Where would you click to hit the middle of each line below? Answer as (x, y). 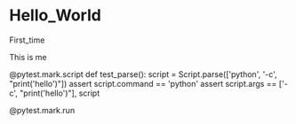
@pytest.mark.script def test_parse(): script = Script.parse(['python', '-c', (143, 74)
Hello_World (56, 15)
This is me (28, 57)
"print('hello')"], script (60, 93)
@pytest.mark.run (42, 110)
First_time (27, 40)
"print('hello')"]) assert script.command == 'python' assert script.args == (143, 83)
